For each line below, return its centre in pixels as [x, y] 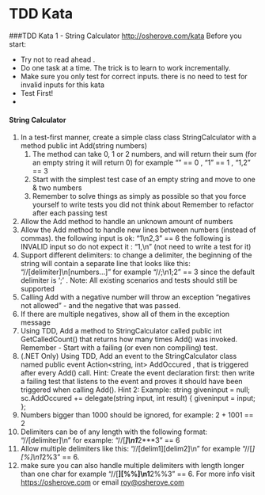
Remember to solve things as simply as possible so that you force [139, 196]
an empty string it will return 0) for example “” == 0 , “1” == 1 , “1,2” [142, 162]
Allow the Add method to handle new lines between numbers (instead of [138, 230]
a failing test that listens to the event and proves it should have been [132, 382]
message [35, 322]
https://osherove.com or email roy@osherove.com [102, 482]
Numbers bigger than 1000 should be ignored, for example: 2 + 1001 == [137, 415]
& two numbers [57, 188]
